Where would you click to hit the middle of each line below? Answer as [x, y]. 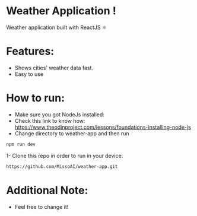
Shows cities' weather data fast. [54, 68]
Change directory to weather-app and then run [72, 133]
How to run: [36, 98]
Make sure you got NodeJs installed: [60, 115]
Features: [30, 51]
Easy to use [29, 74]
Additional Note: [47, 190]
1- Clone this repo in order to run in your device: [65, 155]
